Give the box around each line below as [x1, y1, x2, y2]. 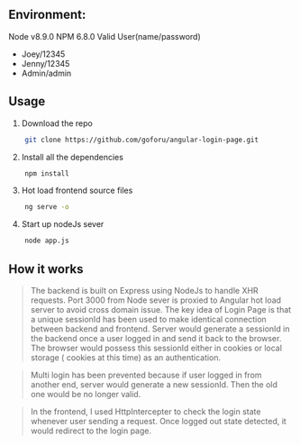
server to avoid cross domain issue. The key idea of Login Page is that [30, 304, 292, 314]
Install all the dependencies [21, 151, 123, 162]
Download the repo [21, 117, 94, 129]
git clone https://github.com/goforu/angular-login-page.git [24, 135, 259, 144]
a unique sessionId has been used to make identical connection [30, 313, 267, 324]
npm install [24, 168, 69, 178]
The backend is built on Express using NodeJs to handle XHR [30, 285, 259, 295]
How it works [8, 261, 84, 277]
